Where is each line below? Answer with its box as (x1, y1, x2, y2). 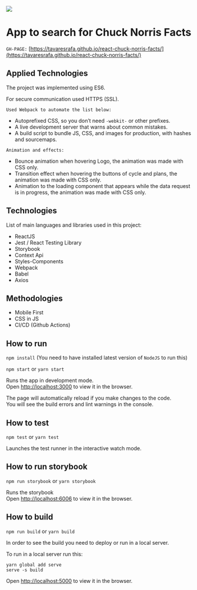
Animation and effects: (6, 147, 65, 153)
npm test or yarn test (6, 434, 59, 440)
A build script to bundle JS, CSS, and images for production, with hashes (14, 129, 191, 136)
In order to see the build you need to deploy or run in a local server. (6, 539, 169, 546)
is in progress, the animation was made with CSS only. (14, 189, 146, 196)
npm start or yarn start (6, 366, 65, 373)
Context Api (14, 252, 44, 259)
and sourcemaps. (14, 136, 57, 143)
